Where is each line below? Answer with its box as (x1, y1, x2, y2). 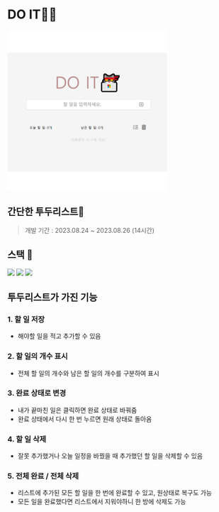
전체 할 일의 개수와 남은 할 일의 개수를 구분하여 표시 (17, 369, 159, 377)
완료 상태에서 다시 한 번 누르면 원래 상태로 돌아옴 (17, 415, 152, 423)
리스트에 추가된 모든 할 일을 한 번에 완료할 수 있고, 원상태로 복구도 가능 (17, 489, 213, 497)
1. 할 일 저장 (7, 314, 45, 324)
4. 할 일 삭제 (7, 434, 47, 444)
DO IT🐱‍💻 (7, 6, 57, 23)
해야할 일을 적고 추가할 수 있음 (17, 332, 101, 340)
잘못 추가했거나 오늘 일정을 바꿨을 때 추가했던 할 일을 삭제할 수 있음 (17, 452, 203, 460)
